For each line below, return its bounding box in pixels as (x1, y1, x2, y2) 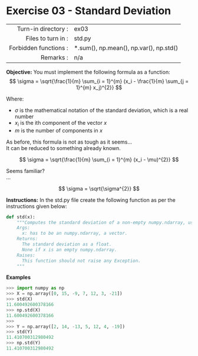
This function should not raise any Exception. (21, 258, 141, 264)
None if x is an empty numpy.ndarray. (21, 247, 117, 252)
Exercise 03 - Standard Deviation (6, 4, 171, 18)
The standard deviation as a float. (21, 241, 112, 248)
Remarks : (40, 53, 69, 61)
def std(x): (6, 214, 35, 220)
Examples (6, 274, 31, 281)
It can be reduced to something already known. (6, 144, 121, 151)
